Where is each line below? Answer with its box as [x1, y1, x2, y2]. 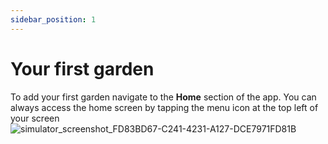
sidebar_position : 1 [10, 14, 97, 25]
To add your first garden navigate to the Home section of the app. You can [10, 91, 317, 103]
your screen [10, 112, 60, 124]
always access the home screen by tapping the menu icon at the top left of [10, 101, 319, 113]
